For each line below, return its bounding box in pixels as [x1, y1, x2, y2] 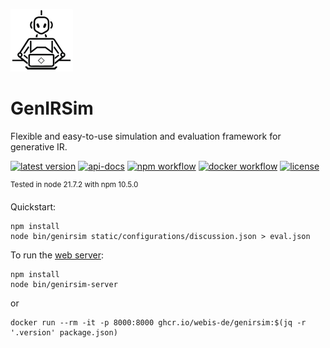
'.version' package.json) [10, 327, 118, 338]
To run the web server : [10, 249, 104, 261]
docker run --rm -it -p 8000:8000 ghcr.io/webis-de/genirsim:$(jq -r [10, 317, 307, 328]
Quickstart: [10, 200, 57, 213]
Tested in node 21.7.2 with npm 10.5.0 [10, 179, 139, 189]
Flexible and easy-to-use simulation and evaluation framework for [10, 130, 282, 142]
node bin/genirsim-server [10, 279, 118, 289]
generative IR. [10, 140, 68, 153]
